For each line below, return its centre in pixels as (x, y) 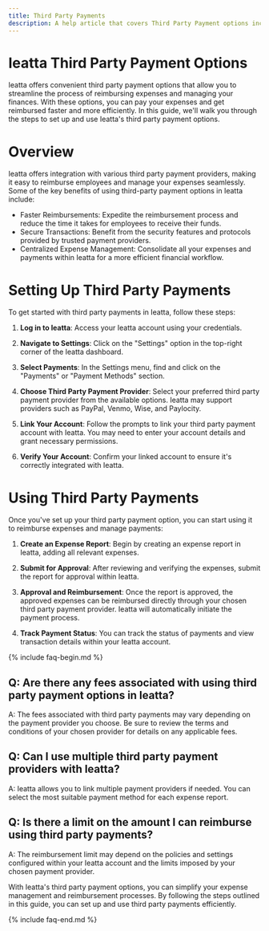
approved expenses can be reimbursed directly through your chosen (133, 601)
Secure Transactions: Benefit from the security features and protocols (135, 232)
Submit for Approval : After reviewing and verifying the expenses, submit (140, 568)
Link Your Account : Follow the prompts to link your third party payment (138, 424)
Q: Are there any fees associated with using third (133, 683)
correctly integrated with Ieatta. (72, 465)
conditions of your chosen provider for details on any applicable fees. (123, 732)
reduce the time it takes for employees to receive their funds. (120, 224)
